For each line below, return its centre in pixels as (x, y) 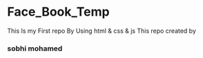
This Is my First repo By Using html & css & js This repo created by (102, 31)
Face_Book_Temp (58, 12)
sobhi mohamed (35, 48)
